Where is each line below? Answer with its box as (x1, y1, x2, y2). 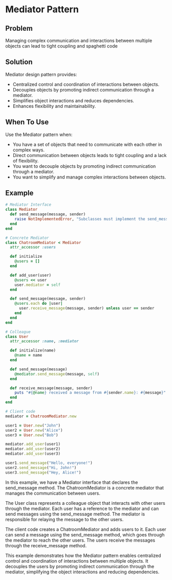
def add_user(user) (10, 273, 52, 278)
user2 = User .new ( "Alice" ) (5, 428, 63, 433)
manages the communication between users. (5, 490, 101, 496)
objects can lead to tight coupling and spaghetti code (5, 43, 118, 49)
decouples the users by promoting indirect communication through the (5, 563, 155, 569)
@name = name (14, 353, 42, 358)
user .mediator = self (14, 282, 60, 287)
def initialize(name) (10, 348, 56, 353)
